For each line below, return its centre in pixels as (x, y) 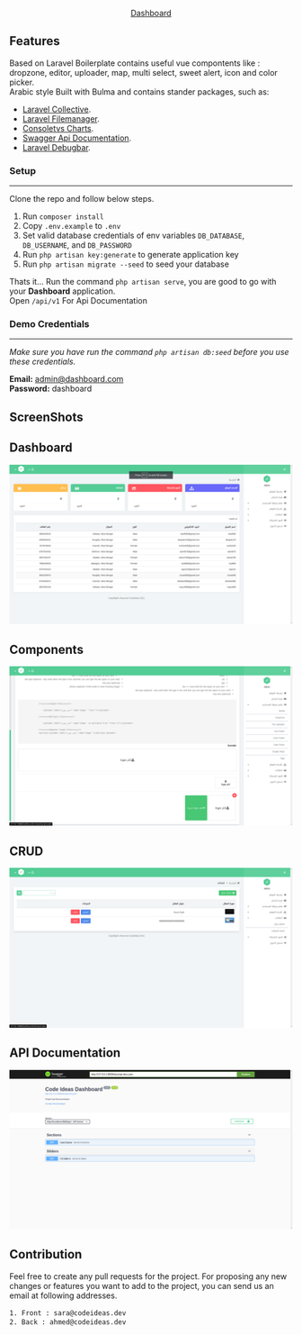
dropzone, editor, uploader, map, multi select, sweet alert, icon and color (144, 72)
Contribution (46, 1254)
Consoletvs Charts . (58, 128)
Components (46, 649)
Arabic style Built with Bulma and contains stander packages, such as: (139, 91)
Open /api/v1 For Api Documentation (79, 301)
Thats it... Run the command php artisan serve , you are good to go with (143, 282)
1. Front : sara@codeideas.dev (68, 1313)
